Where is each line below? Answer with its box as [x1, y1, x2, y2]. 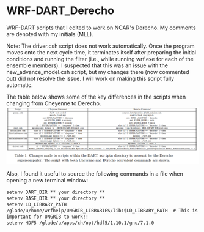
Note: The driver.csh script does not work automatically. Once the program [6, 42, 195, 50]
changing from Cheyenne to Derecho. [6, 99, 101, 107]
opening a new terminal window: [6, 176, 89, 184]
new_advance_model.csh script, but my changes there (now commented [6, 68, 189, 75]
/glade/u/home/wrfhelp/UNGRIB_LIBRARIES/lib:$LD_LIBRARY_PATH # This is [6, 208, 199, 214]
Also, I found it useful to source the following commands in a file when [6, 170, 183, 178]
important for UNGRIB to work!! [6, 214, 89, 220]
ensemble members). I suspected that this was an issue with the [6, 62, 168, 69]
